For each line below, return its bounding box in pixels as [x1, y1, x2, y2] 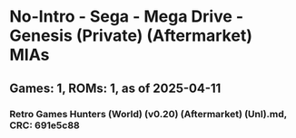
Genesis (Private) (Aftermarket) [9, 25, 252, 46]
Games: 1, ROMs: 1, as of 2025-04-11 [9, 80, 222, 96]
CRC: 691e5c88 [9, 119, 80, 132]
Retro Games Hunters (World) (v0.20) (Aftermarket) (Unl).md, [9, 107, 288, 120]
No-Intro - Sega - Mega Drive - [9, 6, 244, 27]
